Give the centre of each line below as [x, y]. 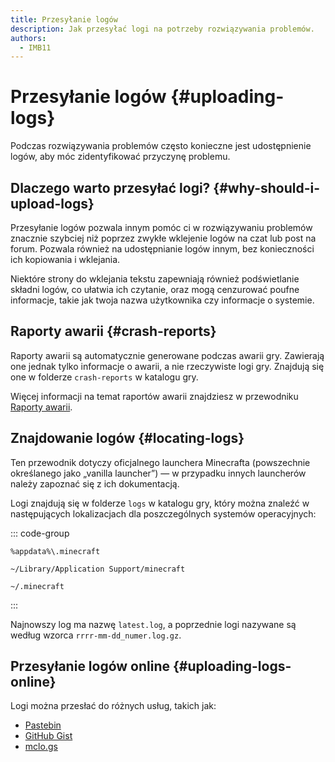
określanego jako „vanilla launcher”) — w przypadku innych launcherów [158, 473]
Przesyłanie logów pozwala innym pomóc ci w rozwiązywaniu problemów [161, 227]
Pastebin [43, 725]
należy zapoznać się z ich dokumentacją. [95, 483]
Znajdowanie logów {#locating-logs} [127, 438]
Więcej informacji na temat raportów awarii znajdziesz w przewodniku [154, 396]
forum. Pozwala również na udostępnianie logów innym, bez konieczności [162, 249]
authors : [28, 38]
